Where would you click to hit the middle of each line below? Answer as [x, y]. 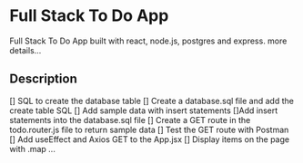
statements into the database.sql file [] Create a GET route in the [130, 120]
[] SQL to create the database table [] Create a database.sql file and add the [151, 101]
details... [25, 50]
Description [43, 79]
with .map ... [33, 149]
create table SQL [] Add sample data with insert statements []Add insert [144, 110]
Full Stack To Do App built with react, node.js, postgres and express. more [148, 41]
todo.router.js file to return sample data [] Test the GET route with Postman [149, 129]
